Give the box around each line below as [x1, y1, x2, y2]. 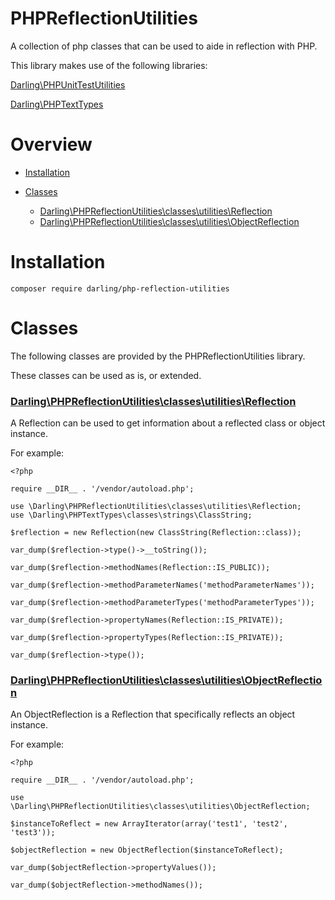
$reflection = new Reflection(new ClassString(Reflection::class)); [10, 528, 302, 538]
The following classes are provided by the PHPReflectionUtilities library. [10, 350, 306, 362]
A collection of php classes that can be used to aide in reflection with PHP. [10, 40, 318, 52]
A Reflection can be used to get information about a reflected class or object [10, 417, 326, 429]
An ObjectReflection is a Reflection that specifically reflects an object [10, 708, 296, 721]
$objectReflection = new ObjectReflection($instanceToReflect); [10, 845, 284, 856]
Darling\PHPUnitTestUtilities [10, 78, 126, 91]
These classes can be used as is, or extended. [10, 369, 202, 381]
